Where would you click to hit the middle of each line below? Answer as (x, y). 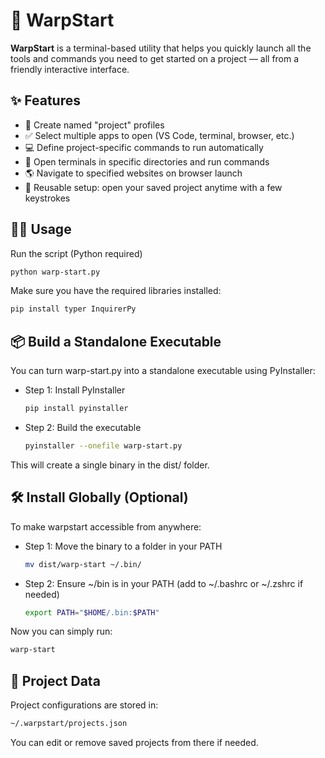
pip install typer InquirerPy (73, 309)
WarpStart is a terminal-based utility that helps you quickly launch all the (161, 48)
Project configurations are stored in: (84, 705)
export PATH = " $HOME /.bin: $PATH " (92, 612)
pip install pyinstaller (76, 409)
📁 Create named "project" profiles (94, 125)
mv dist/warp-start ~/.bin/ (83, 564)
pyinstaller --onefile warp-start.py (103, 446)
